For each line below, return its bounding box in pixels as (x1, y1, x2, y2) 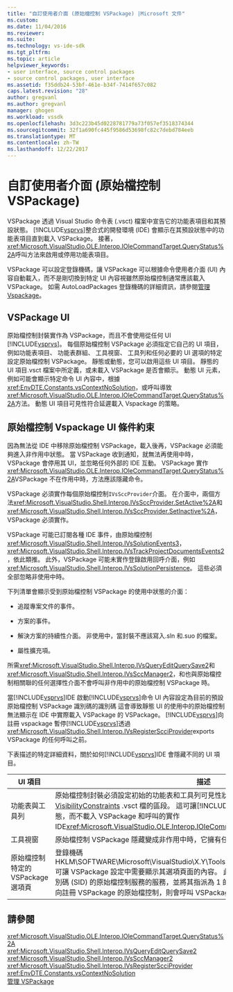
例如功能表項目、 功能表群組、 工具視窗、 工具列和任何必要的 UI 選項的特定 (7, 348, 223, 356)
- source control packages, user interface (7, 74, 135, 82)
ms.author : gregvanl (7, 101, 67, 108)
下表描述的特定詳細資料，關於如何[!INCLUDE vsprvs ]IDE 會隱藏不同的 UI (7, 750, 213, 758)
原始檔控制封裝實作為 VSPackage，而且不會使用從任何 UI (7, 331, 171, 339)
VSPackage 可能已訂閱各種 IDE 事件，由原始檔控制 (7, 530, 153, 538)
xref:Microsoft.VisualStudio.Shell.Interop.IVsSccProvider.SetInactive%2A (7, 506, 215, 515)
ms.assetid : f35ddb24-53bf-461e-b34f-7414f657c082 (7, 81, 157, 88)
